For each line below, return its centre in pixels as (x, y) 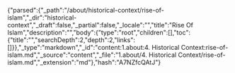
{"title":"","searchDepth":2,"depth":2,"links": (71, 40)
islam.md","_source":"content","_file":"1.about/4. (77, 55)
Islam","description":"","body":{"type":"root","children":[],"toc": (99, 32)
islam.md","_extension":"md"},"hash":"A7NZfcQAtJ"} (84, 62)
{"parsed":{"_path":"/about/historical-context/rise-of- (86, 10)
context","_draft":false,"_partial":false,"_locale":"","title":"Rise (96, 25)
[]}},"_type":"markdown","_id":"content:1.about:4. (79, 47)
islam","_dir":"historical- (42, 18)
